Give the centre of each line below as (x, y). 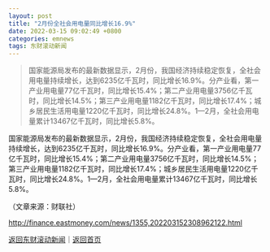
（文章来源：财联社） (44, 206)
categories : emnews (41, 39)
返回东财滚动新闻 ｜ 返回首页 (55, 240)
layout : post (30, 16)
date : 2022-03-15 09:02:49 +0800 (65, 31)
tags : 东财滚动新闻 (38, 46)
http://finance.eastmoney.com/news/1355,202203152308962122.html (125, 223)
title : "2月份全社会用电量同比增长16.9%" (72, 24)
